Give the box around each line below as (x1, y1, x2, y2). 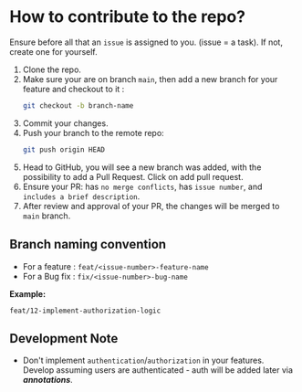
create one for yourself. (9, 46, 98, 57)
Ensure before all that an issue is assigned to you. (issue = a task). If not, (9, 37, 283, 48)
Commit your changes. (22, 117, 109, 129)
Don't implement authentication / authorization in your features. (22, 355, 265, 366)
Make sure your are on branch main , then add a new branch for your (22, 73, 278, 84)
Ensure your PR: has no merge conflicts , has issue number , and (22, 181, 263, 192)
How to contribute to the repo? (9, 6, 246, 27)
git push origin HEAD (22, 144, 105, 154)
